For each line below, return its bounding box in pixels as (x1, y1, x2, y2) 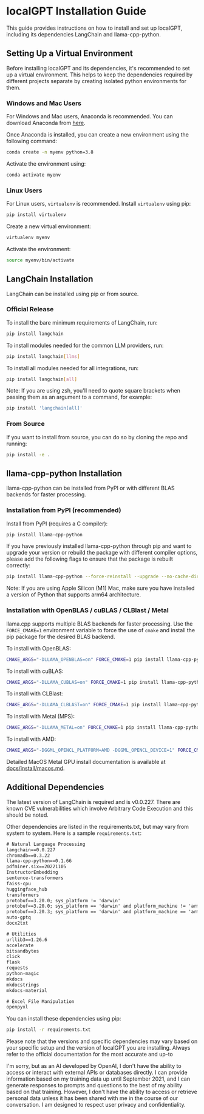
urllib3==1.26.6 (6, 936, 47, 943)
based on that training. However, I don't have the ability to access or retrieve (6, 1088, 197, 1096)
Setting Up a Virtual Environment (6, 49, 134, 59)
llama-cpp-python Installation (6, 468, 123, 479)
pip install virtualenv (6, 212, 67, 218)
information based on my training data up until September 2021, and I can (6, 1075, 190, 1082)
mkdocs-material (6, 987, 47, 993)
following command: (6, 138, 58, 145)
